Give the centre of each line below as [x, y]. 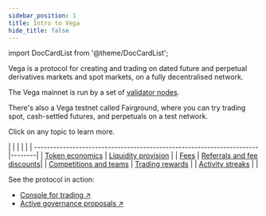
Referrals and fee [229, 155]
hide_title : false [39, 30]
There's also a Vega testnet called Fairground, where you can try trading [127, 108]
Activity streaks [224, 164]
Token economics [74, 155]
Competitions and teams [89, 164]
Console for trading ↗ [55, 195]
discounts [25, 164]
